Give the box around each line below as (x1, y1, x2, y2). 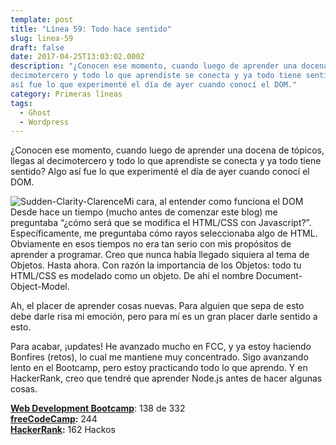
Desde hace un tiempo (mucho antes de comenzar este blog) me (10, 206, 278, 218)
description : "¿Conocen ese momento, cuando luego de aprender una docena (10, 61, 329, 71)
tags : (10, 98, 33, 108)
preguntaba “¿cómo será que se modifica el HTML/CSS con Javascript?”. (10, 217, 312, 229)
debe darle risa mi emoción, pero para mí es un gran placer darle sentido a (10, 311, 318, 323)
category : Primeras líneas (10, 89, 123, 99)
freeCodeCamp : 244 (10, 413, 98, 425)
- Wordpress (19, 117, 70, 127)
